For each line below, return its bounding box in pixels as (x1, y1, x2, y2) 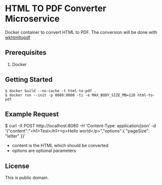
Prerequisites (5, 49, 47, 57)
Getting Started (5, 76, 53, 84)
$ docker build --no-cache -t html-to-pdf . (5, 88, 97, 93)
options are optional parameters (12, 148, 76, 153)
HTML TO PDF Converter (5, 3, 107, 14)
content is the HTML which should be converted (12, 143, 109, 149)
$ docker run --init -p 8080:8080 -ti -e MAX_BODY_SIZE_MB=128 (5, 93, 136, 98)
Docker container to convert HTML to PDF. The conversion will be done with (5, 29, 158, 35)
